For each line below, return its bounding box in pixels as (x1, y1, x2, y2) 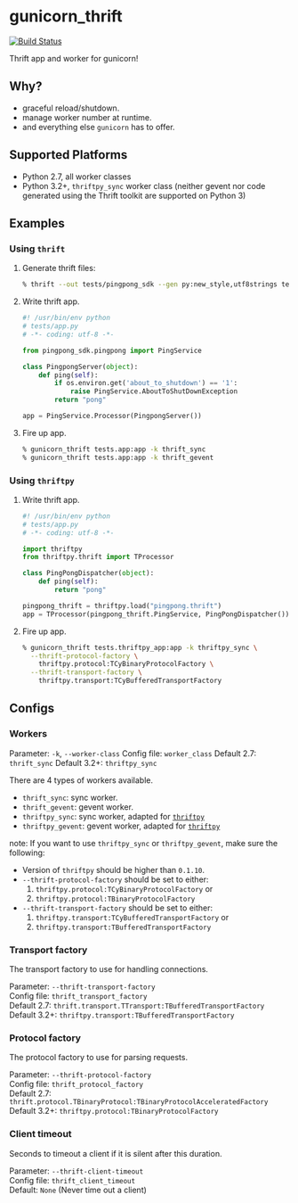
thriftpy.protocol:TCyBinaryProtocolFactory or (35, 883, 213, 894)
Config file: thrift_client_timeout (9, 1174, 136, 1185)
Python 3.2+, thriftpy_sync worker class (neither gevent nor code (21, 180, 266, 191)
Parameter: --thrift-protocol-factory (9, 1069, 152, 1080)
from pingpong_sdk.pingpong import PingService (21, 346, 202, 355)
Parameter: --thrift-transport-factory (9, 981, 156, 992)
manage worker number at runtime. (21, 111, 152, 122)
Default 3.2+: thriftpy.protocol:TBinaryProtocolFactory (9, 1106, 219, 1116)
